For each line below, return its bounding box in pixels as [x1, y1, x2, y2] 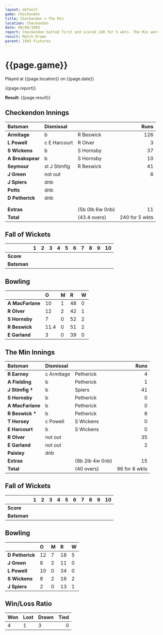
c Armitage [45, 370, 70, 377]
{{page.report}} [5, 85, 36, 91]
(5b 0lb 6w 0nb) [77, 206, 115, 213]
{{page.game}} [5, 59, 68, 70]
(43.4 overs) [77, 214, 107, 221]
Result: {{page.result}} [5, 94, 51, 100]
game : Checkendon [5, 12, 40, 17]
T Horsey [7, 418, 30, 425]
